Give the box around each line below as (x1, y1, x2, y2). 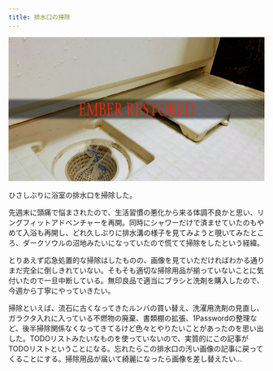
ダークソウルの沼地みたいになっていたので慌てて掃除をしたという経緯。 (22, 238, 265, 248)
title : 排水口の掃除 (8, 13, 71, 21)
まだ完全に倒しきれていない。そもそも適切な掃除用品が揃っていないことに (8, 265, 258, 276)
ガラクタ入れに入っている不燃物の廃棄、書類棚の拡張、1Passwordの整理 (8, 313, 250, 323)
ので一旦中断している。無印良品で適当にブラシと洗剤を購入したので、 (29, 276, 264, 286)
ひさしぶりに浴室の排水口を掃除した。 (8, 190, 136, 200)
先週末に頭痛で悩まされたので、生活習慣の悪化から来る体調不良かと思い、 (8, 207, 258, 217)
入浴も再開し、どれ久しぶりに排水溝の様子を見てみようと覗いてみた (22, 228, 250, 238)
